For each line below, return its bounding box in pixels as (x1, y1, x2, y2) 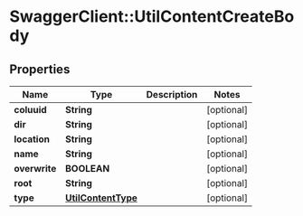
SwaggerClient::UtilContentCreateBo (9, 6, 295, 27)
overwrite (14, 163, 57, 174)
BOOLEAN (64, 163, 110, 174)
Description (146, 89, 198, 100)
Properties (9, 61, 71, 77)
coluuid (14, 104, 47, 116)
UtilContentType (64, 192, 138, 204)
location (14, 133, 50, 146)
